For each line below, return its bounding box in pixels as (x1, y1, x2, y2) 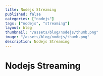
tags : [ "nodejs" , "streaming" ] (5, 21, 70, 26)
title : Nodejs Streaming (5, 7, 56, 12)
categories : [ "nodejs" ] (5, 16, 54, 21)
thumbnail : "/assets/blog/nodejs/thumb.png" (5, 30, 99, 35)
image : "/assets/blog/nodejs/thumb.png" (5, 35, 90, 40)
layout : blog (5, 25, 32, 30)
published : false (5, 12, 41, 17)
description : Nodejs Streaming (5, 39, 70, 44)
